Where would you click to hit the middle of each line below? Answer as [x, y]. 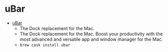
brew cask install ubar [45, 45]
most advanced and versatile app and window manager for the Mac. [91, 39]
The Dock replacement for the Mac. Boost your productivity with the [91, 34]
